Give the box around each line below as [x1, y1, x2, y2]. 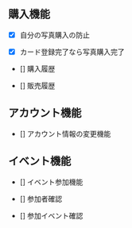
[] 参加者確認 [19, 194, 62, 203]
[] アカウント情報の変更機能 [19, 129, 111, 138]
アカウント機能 [8, 106, 82, 120]
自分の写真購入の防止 [19, 30, 90, 40]
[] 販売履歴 [19, 80, 56, 90]
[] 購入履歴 [19, 64, 56, 73]
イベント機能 [8, 154, 72, 168]
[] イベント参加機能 [19, 177, 83, 187]
